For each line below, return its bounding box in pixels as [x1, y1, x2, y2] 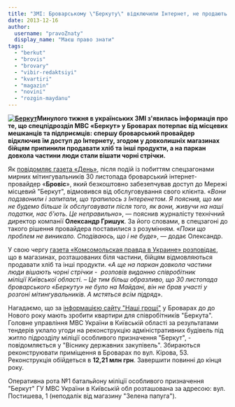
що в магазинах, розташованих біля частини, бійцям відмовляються [8, 253, 213, 261]
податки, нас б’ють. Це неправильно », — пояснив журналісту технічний [8, 209, 225, 218]
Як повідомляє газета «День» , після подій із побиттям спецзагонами [8, 165, 215, 173]
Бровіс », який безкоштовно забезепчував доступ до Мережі [45, 180, 227, 188]
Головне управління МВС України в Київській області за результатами [8, 319, 219, 326]
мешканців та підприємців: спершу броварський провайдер [8, 129, 195, 137]
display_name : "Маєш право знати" [14, 36, 115, 43]
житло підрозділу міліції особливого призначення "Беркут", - [8, 333, 192, 342]
